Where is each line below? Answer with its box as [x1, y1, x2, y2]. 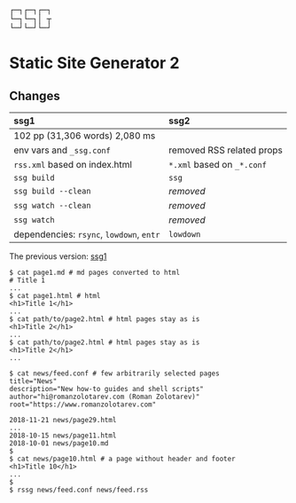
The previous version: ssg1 [9, 251, 107, 262]
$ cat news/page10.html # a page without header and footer [9, 454, 237, 463]
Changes [9, 88, 60, 103]
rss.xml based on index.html [13, 159, 133, 170]
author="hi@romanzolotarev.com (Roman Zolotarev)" [9, 392, 200, 401]
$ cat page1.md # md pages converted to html [9, 268, 180, 277]
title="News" [9, 377, 58, 386]
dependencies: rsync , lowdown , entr [13, 228, 160, 240]
